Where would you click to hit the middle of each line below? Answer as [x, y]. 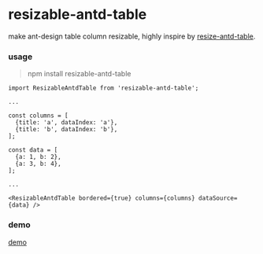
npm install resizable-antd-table [79, 74]
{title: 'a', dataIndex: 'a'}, [67, 123]
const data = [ [33, 150]
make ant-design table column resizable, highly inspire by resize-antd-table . [132, 36]
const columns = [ [38, 116]
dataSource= [218, 198]
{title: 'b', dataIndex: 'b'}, [67, 130]
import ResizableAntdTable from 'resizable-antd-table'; [104, 88]
